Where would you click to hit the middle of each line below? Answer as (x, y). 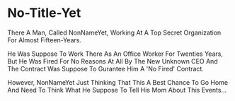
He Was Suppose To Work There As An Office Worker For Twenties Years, (115, 54)
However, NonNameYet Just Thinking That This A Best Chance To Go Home (118, 82)
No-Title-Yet (44, 13)
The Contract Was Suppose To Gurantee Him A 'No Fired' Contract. (105, 69)
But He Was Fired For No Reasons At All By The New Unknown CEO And (113, 61)
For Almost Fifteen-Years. (44, 40)
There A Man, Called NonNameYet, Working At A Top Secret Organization (114, 32)
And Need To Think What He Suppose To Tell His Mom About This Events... (117, 90)
